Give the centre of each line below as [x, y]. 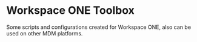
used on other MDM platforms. [45, 33]
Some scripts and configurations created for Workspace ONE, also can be [99, 27]
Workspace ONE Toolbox [71, 10]
